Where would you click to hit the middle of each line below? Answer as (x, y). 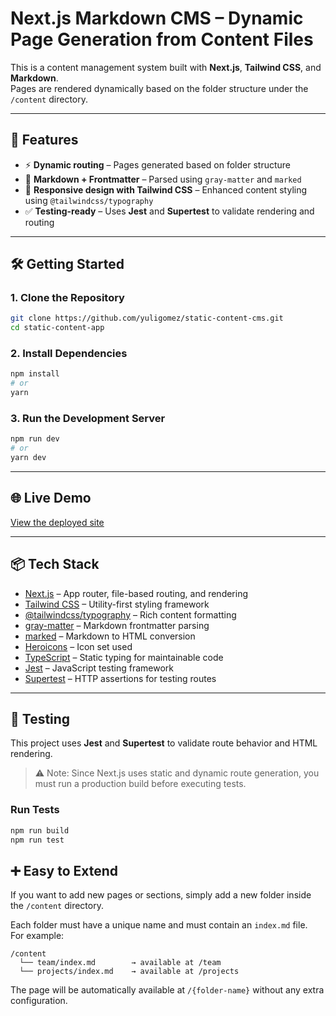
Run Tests (35, 810)
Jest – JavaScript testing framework (99, 668)
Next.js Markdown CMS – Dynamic (157, 18)
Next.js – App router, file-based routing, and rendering (136, 593)
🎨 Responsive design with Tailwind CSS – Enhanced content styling (166, 189)
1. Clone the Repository (67, 298)
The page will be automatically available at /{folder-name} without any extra (167, 990)
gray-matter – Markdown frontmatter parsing (117, 625)
